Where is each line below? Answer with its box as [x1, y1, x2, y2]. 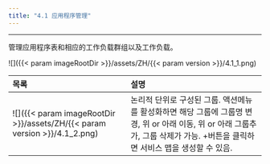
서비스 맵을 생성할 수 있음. [140, 142, 233, 153]
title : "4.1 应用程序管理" [8, 11, 92, 20]
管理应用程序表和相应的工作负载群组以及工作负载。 [8, 42, 178, 52]
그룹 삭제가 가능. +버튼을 [141, 130, 231, 141]
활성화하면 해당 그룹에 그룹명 [140, 106, 243, 117]
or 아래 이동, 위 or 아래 [151, 118, 233, 129]
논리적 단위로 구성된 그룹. [130, 94, 221, 105]
